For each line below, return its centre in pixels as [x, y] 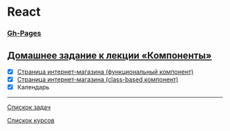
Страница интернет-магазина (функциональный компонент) [105, 72]
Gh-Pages [24, 33]
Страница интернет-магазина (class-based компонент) [98, 79]
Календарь [33, 87]
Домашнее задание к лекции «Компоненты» [110, 55]
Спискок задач [29, 107]
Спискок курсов [31, 121]
